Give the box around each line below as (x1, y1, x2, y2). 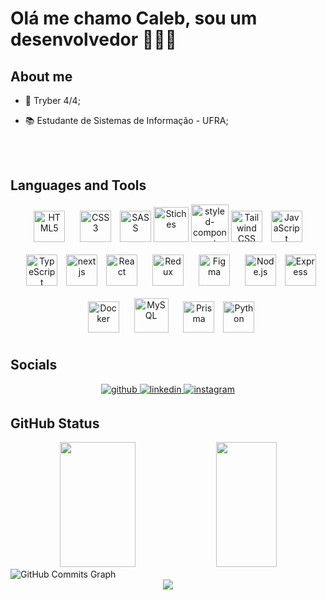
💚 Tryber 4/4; (24, 95, 81, 106)
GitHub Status (10, 415, 100, 432)
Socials (10, 357, 58, 374)
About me (10, 68, 73, 85)
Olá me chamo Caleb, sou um (10, 7, 258, 30)
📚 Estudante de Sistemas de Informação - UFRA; (24, 115, 229, 126)
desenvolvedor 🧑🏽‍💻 (10, 28, 177, 51)
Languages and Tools (10, 177, 147, 194)
